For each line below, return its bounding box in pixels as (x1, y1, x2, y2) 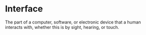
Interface (5, 3, 43, 14)
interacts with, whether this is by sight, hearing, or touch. (5, 24, 119, 30)
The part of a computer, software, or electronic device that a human (5, 19, 141, 25)
